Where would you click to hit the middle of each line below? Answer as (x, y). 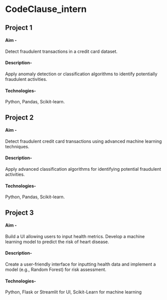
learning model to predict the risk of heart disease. (57, 242)
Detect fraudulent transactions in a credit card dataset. (62, 51)
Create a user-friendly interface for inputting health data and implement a (81, 264)
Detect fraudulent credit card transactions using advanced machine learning (83, 141)
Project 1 (19, 28)
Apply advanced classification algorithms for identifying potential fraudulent (83, 169)
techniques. (17, 146)
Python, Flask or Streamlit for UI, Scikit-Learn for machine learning (74, 292)
